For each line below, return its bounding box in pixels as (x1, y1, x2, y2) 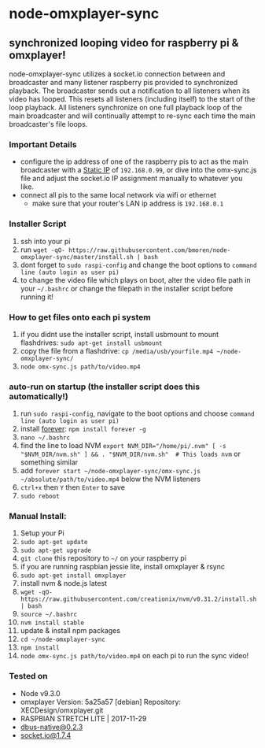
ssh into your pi (20, 236, 71, 246)
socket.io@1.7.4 (20, 730, 72, 740)
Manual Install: (9, 511, 67, 522)
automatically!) (9, 391, 69, 402)
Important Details (9, 139, 77, 150)
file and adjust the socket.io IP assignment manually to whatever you (20, 174, 243, 183)
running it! (20, 292, 54, 302)
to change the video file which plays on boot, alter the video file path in (20, 275, 251, 284)
